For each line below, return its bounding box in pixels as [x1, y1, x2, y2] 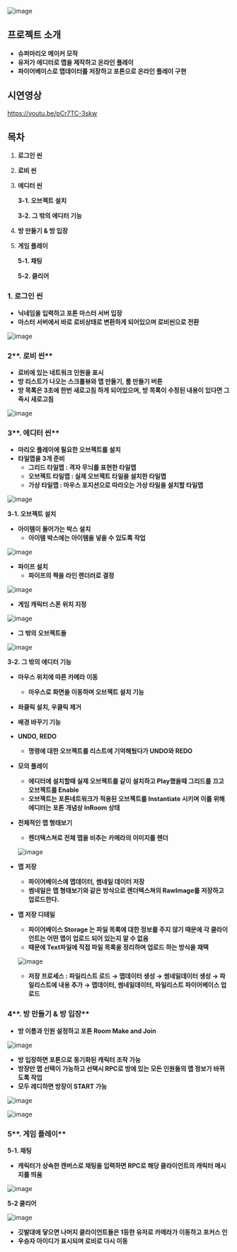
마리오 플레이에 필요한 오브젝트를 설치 [17, 445, 122, 454]
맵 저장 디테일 [17, 910, 55, 919]
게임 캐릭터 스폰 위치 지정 [17, 600, 87, 609]
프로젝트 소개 [7, 29, 62, 41]
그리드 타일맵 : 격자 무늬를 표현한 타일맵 [28, 463, 137, 471]
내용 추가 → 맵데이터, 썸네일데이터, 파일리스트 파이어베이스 [58, 980, 220, 989]
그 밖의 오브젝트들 [17, 629, 67, 637]
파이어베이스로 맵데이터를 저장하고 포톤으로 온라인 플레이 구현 [17, 67, 187, 75]
